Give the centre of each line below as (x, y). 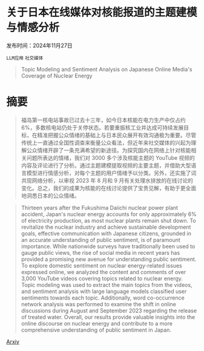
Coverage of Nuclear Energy (57, 76)
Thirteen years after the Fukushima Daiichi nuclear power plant (100, 208)
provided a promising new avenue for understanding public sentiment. (109, 259)
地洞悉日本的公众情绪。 (50, 195)
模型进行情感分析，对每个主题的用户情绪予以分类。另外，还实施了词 (111, 172)
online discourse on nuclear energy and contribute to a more (97, 323)
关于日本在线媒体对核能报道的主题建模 (102, 12)
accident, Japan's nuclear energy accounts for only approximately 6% (109, 214)
